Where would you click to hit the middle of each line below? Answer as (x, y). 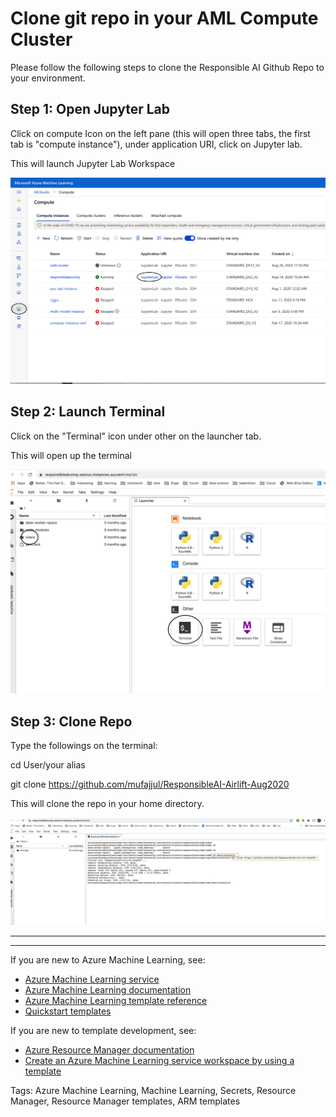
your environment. (48, 78)
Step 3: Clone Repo (71, 721)
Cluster (41, 39)
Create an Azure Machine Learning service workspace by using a (159, 1061)
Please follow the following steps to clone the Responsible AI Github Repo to (167, 67)
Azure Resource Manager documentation (109, 1050)
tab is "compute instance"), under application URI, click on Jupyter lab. (156, 144)
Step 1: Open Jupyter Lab (90, 109)
